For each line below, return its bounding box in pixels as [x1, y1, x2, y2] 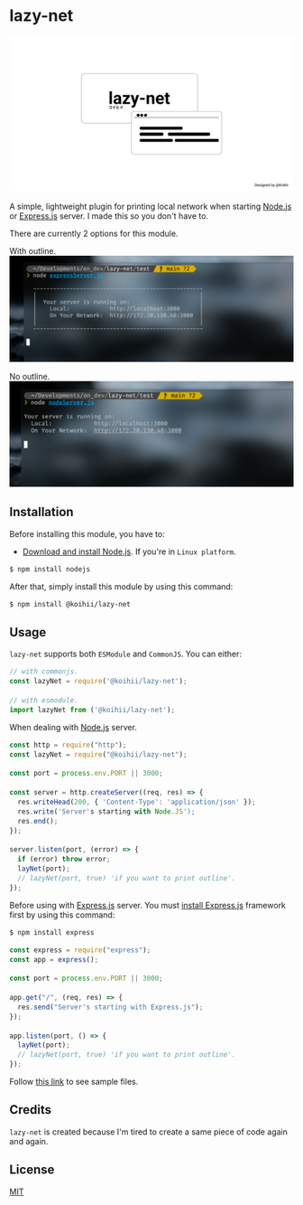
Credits [9, 1102, 52, 1117]
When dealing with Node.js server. [9, 721, 138, 732]
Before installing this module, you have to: [9, 528, 165, 539]
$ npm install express [9, 927, 95, 937]
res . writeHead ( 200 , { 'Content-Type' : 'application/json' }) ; [17, 797, 256, 807]
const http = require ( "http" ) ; [9, 740, 127, 749]
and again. [9, 1135, 49, 1146]
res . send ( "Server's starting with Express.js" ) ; [17, 1003, 204, 1012]
